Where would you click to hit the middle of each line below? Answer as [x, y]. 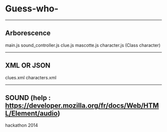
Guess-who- [32, 9]
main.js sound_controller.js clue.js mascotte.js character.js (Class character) [83, 45]
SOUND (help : [28, 98]
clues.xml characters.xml [31, 77]
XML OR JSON [28, 66]
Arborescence [28, 33]
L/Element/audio [32, 113]
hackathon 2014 [22, 126]
